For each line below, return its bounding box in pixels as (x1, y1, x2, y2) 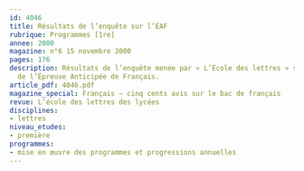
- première (9, 131, 51, 140)
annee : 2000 (9, 38, 54, 48)
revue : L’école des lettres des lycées (9, 97, 160, 107)
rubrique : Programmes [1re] (9, 30, 116, 39)
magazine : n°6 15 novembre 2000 (9, 47, 131, 56)
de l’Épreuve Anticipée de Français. (17, 72, 160, 81)
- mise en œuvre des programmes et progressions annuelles (9, 147, 237, 157)
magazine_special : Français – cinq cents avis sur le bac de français (9, 89, 281, 98)
